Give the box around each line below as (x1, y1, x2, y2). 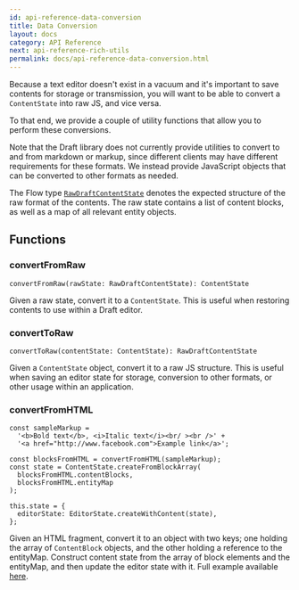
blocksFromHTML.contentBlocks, (17, 471, 134, 479)
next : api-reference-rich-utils (9, 46, 129, 55)
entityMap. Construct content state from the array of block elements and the (9, 552, 290, 562)
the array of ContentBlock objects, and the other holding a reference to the (9, 543, 283, 553)
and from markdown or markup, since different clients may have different (9, 152, 278, 161)
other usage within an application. (9, 381, 134, 392)
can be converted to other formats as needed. (9, 170, 179, 181)
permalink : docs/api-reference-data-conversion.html (9, 54, 210, 63)
